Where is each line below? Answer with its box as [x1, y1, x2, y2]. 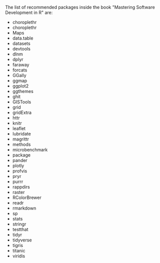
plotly [12, 162, 24, 168]
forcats [12, 67, 27, 73]
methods [12, 141, 31, 147]
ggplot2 [12, 83, 29, 89]
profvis [12, 168, 27, 174]
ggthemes [12, 88, 33, 94]
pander [12, 157, 27, 163]
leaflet [12, 125, 26, 131]
